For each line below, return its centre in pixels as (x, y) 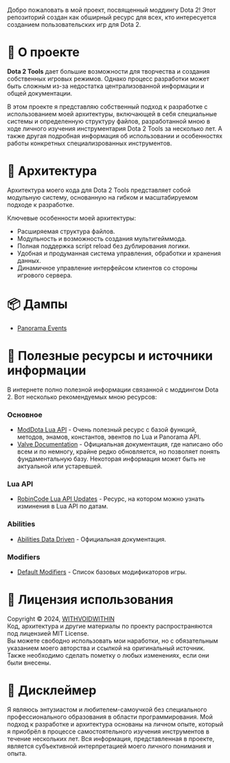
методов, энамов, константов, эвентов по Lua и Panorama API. (109, 437)
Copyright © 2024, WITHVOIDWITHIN (61, 619)
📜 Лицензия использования (90, 600)
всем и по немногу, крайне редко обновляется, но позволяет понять (118, 452)
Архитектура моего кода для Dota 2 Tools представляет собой (99, 190)
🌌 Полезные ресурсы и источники (110, 356)
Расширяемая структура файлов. (66, 231)
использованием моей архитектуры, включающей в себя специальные (112, 114)
